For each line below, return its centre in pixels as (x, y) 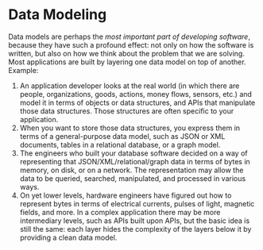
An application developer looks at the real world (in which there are (130, 86)
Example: (23, 70)
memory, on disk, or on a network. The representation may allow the (131, 170)
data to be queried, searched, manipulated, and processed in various (133, 178)
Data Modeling (58, 15)
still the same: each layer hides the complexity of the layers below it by (135, 229)
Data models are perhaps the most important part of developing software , (129, 37)
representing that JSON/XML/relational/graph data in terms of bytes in (135, 161)
